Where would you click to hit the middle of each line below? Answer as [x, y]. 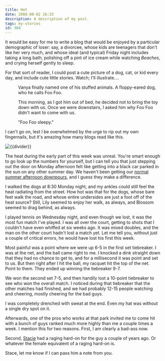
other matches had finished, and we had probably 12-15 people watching [79, 289]
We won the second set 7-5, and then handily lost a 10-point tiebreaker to [80, 278]
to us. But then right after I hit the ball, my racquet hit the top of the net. [77, 263]
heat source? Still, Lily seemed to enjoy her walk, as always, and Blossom [80, 202]
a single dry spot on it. [28, 309]
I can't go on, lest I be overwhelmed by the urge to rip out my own [72, 132]
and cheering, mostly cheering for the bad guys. [54, 294]
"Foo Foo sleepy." [36, 122]
